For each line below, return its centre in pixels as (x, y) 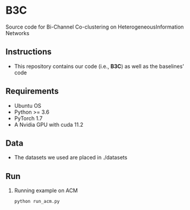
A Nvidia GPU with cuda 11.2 (49, 124)
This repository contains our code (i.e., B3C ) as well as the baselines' (99, 66)
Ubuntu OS (28, 105)
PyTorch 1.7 (28, 118)
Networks (18, 33)
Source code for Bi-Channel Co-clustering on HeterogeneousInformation (95, 27)
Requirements (32, 91)
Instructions (28, 52)
